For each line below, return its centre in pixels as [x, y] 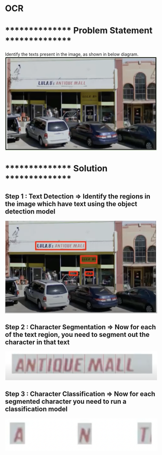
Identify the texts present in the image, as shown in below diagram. [72, 54]
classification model [36, 409]
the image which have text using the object [71, 204]
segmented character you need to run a [66, 402]
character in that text [37, 342]
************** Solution [56, 168]
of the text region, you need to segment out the [77, 334]
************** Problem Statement [79, 31]
